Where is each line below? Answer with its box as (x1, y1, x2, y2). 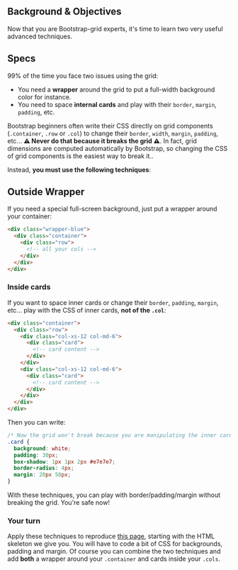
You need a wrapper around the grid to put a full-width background (17, 85, 215, 94)
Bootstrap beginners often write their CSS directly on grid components (7, 121, 214, 130)
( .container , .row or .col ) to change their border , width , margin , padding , (7, 129, 218, 138)
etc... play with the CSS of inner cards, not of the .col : (7, 306, 166, 314)
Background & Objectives (7, 6, 122, 18)
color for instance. (17, 92, 72, 101)
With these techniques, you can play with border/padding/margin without (7, 491, 221, 499)
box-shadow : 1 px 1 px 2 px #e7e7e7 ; (13, 458, 115, 465)
